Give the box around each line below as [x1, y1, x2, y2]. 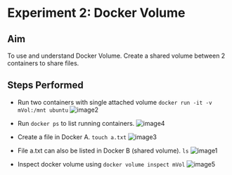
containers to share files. [7, 59, 79, 67]
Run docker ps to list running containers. [17, 119, 135, 127]
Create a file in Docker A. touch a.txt [17, 132, 127, 141]
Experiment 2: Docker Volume [7, 5, 186, 21]
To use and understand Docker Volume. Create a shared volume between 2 [7, 51, 226, 60]
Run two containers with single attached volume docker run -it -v [17, 98, 212, 106]
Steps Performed [7, 79, 84, 91]
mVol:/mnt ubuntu [17, 107, 69, 114]
